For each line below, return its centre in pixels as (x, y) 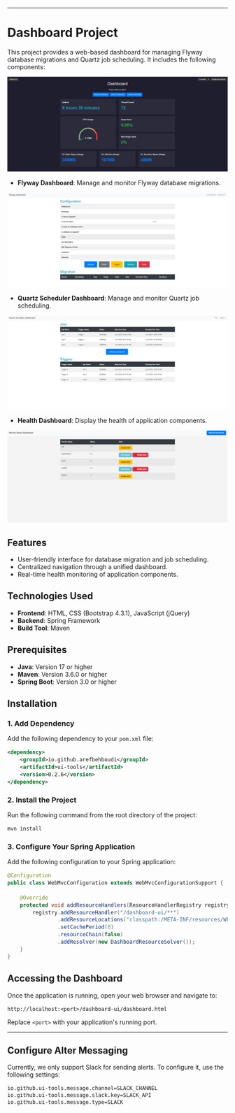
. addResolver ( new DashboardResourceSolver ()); (126, 942)
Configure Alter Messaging (67, 1050)
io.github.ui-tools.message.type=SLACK (65, 1103)
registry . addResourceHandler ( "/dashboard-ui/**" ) (106, 912)
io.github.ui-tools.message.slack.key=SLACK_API (79, 1096)
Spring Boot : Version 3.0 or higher (67, 682)
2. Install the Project (42, 800)
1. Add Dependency (41, 724)
